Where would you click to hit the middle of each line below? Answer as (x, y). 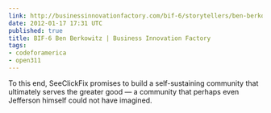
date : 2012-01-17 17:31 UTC (56, 23)
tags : (17, 46)
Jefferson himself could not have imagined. (80, 100)
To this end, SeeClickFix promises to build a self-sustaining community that (133, 83)
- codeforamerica (38, 53)
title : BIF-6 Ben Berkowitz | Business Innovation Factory (110, 38)
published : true (35, 30)
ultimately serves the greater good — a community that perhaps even (124, 91)
